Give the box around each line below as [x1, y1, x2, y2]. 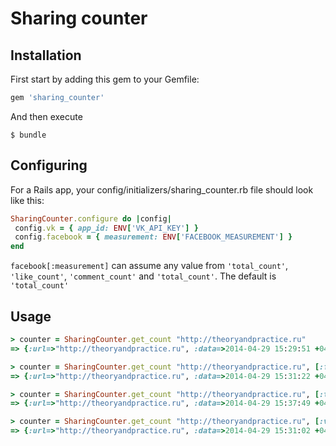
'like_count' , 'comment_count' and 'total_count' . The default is [10, 270, 277, 282]
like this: [10, 194, 45, 206]
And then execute [10, 110, 83, 122]
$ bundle [10, 130, 47, 140]
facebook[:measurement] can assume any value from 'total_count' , [10, 260, 289, 272]
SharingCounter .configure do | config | [10, 213, 172, 224]
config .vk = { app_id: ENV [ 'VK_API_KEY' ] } [14, 223, 199, 233]
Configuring [10, 157, 88, 174]
